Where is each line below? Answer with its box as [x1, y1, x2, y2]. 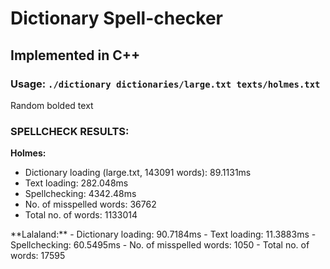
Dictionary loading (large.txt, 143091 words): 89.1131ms [24, 167, 252, 179]
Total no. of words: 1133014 [24, 209, 138, 221]
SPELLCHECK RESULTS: [10, 124, 130, 138]
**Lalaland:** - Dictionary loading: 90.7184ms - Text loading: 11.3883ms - [10, 228, 317, 241]
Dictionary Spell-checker [10, 7, 224, 30]
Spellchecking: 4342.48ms [24, 188, 137, 200]
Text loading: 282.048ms [24, 177, 129, 189]
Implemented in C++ [10, 47, 141, 64]
